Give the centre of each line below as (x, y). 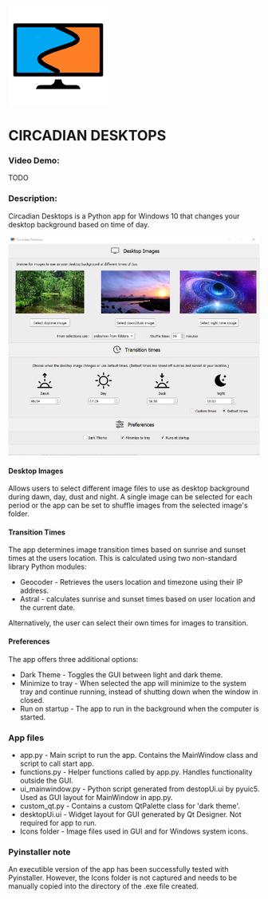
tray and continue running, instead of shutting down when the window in (139, 692)
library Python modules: (47, 567)
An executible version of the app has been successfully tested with (118, 869)
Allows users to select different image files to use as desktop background (129, 488)
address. (34, 591)
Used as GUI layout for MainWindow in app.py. (96, 797)
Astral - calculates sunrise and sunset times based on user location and (138, 599)
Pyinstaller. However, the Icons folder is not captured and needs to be (123, 878)
